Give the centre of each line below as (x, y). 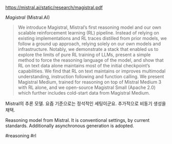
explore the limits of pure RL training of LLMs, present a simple (84, 55)
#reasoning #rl (21, 136)
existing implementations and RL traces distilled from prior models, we (92, 38)
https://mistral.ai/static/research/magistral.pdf (54, 7)
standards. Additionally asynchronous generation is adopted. (70, 126)
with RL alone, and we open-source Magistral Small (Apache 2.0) (87, 87)
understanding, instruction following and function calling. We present (91, 76)
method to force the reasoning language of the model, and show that (91, 60)
